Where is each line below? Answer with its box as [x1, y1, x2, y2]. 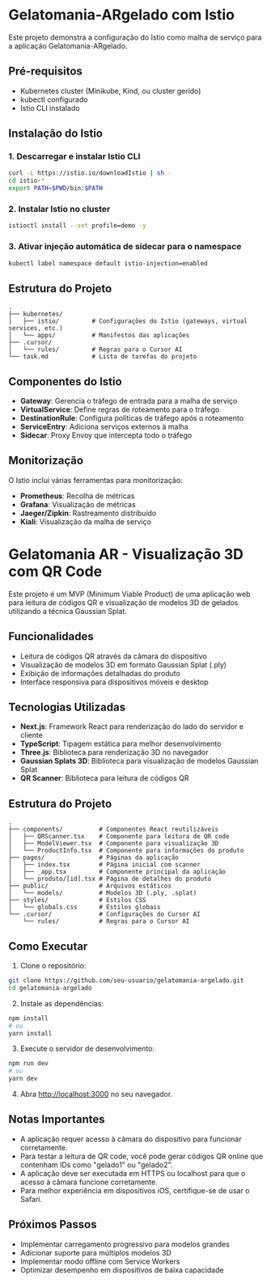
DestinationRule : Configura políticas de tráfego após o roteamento [19, 413, 244, 423]
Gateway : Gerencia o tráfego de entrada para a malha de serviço [19, 396, 238, 406]
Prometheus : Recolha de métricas [19, 491, 135, 501]
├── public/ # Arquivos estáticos [8, 882, 172, 891]
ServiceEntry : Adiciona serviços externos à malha [19, 422, 188, 432]
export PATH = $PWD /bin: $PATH [8, 184, 104, 193]
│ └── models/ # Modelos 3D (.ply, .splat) [8, 889, 197, 897]
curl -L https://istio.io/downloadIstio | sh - [8, 169, 172, 177]
